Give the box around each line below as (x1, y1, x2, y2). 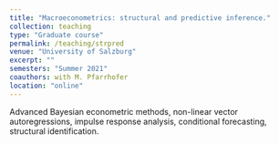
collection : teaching (9, 22, 92, 31)
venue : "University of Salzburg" (9, 47, 137, 57)
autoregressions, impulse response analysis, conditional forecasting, (9, 116, 267, 127)
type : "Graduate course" (9, 30, 104, 39)
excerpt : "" (9, 56, 55, 65)
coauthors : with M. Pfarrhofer (9, 73, 129, 82)
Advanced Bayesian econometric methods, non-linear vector (9, 106, 239, 117)
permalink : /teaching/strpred (9, 38, 125, 48)
